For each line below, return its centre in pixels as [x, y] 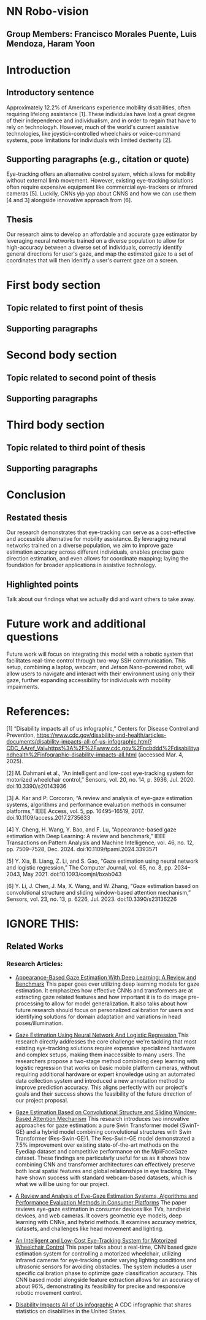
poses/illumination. [39, 1023]
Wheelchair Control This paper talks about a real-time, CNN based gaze [106, 1247]
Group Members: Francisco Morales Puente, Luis [102, 34]
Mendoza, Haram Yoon [51, 43]
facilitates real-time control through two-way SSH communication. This [96, 660]
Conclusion [36, 495]
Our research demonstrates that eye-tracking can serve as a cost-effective [101, 532]
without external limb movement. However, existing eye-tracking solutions [100, 181]
